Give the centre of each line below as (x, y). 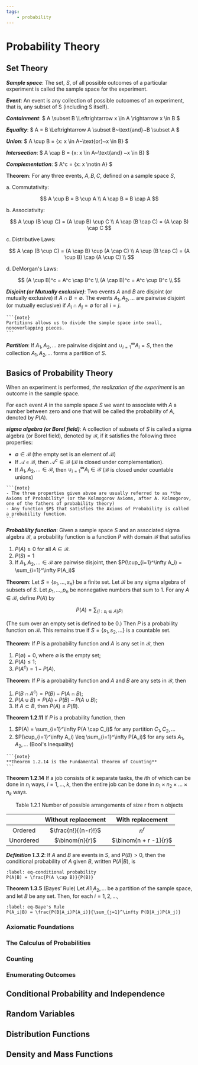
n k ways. (17, 793)
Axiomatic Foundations (40, 927)
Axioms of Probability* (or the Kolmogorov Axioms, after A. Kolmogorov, (99, 498)
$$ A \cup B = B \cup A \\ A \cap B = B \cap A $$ (99, 199)
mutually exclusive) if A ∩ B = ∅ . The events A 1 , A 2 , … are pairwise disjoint (95, 298)
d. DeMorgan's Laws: (32, 268)
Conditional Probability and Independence (86, 994)
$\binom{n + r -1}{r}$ (142, 840)
